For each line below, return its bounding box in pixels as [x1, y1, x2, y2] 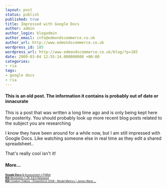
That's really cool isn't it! [5, 150, 56, 156]
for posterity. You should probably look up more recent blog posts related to [5, 115, 162, 121]
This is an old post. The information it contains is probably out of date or [5, 93, 159, 99]
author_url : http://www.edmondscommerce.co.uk [5, 40, 104, 45]
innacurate [5, 99, 29, 105]
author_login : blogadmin [5, 31, 57, 36]
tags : [5, 68, 17, 73]
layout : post [5, 7, 33, 13]
